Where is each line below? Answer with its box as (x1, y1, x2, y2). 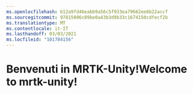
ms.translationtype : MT (6, 20, 66, 26)
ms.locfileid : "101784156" (6, 37, 74, 43)
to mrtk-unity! (6, 75, 78, 89)
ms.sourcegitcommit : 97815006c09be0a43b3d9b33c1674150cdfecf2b (6, 14, 168, 20)
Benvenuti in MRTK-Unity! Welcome (6, 62, 188, 76)
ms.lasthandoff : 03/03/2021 (6, 31, 77, 37)
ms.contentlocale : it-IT (6, 25, 69, 32)
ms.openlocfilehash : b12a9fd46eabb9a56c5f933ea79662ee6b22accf (6, 8, 168, 15)
